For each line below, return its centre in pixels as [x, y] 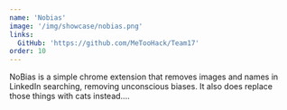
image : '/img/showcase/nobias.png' [76, 26]
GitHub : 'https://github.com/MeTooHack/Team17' [109, 43]
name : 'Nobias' [38, 18]
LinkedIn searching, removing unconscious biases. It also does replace [141, 87]
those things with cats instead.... [69, 96]
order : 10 [28, 51]
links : [22, 34]
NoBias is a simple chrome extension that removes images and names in [144, 77]
